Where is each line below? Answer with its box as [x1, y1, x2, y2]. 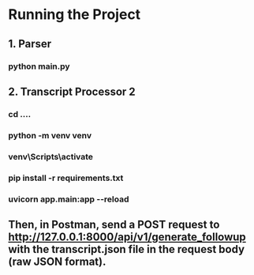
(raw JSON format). [8, 254, 106, 268]
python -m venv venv [8, 130, 92, 141]
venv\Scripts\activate [8, 151, 93, 162]
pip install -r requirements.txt [8, 172, 124, 183]
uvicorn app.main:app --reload [8, 194, 129, 205]
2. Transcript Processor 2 [8, 85, 136, 98]
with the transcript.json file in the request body [8, 243, 245, 256]
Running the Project [8, 6, 141, 24]
